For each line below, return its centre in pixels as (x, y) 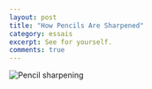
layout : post (33, 17)
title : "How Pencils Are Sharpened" (76, 26)
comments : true (37, 50)
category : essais (41, 33)
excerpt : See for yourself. (61, 42)
